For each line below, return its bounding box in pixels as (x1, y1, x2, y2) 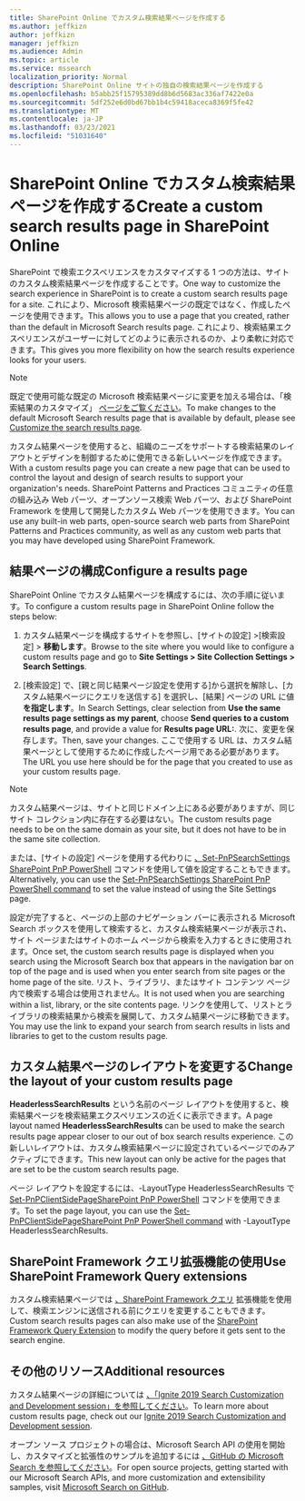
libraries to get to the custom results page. (9, 1030, 168, 1041)
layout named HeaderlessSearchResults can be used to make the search (9, 1121, 286, 1131)
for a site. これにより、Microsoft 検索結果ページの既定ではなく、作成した (9, 299, 283, 310)
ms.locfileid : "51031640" (9, 132, 107, 141)
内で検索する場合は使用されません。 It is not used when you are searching (9, 987, 285, 999)
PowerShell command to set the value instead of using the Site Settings (9, 883, 277, 894)
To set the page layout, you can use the (24, 1205, 172, 1217)
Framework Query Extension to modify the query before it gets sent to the (9, 1325, 286, 1336)
